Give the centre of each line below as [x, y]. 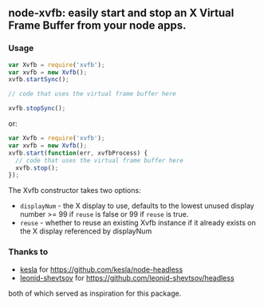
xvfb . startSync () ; [39, 80]
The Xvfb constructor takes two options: [75, 190]
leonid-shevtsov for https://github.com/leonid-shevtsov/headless [127, 277]
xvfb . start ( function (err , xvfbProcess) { [78, 153]
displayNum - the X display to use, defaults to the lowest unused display [137, 206]
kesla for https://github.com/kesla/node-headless [101, 269]
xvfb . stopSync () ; [37, 108]
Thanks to [28, 252]
